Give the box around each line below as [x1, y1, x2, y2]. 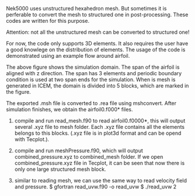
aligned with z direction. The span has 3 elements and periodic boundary [6, 70, 182, 76]
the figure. [6, 89, 31, 95]
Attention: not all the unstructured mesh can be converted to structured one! [6, 29, 190, 36]
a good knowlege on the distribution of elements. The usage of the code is [6, 46, 186, 53]
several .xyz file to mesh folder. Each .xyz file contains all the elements [14, 124, 185, 130]
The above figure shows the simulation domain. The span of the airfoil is [6, 64, 180, 71]
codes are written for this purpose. [6, 17, 89, 24]
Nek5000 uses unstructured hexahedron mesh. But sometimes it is [6, 5, 167, 12]
